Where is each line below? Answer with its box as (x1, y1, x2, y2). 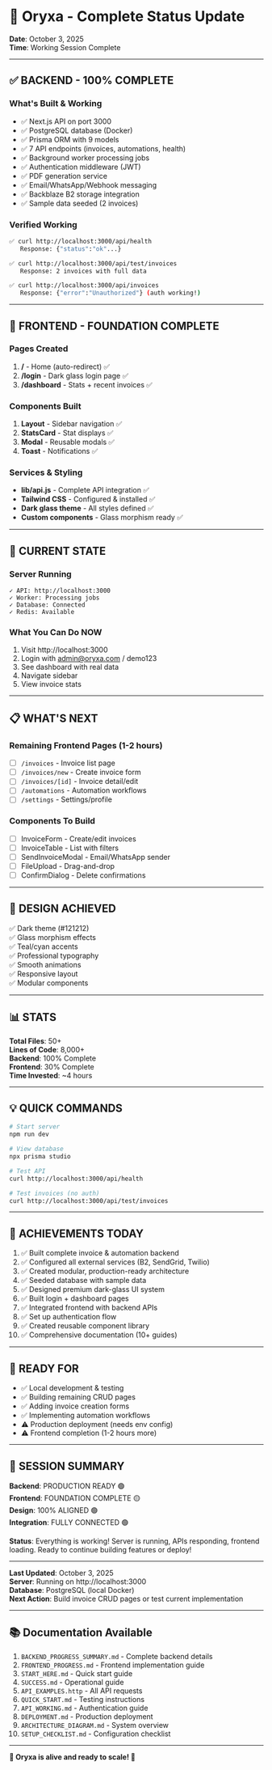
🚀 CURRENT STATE (9, 544, 107, 557)
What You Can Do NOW (9, 627, 103, 638)
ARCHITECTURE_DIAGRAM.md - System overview (20, 1720, 169, 1730)
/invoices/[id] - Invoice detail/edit (20, 777, 139, 786)
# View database (9, 1145, 64, 1154)
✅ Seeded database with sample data (20, 1276, 147, 1285)
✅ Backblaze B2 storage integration (20, 189, 140, 199)
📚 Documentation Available (9, 1626, 153, 1640)
